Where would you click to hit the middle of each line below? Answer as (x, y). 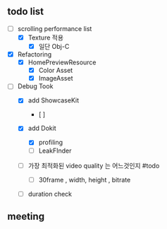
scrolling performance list (55, 28)
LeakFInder (55, 151)
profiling (51, 142)
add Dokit (42, 128)
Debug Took (35, 86)
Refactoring (35, 54)
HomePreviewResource (62, 62)
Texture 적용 (46, 37)
